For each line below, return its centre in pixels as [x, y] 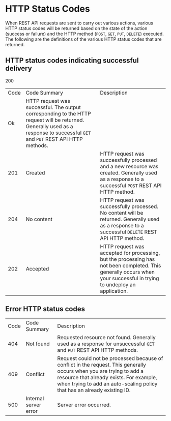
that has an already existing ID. [94, 390]
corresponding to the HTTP [59, 113]
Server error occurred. [84, 405]
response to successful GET [58, 133]
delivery [19, 68]
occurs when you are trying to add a [101, 371]
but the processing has [127, 259]
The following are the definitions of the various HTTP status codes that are [83, 39]
